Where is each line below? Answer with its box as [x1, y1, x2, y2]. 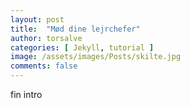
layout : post [10, 14, 65, 25]
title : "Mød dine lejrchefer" [10, 24, 141, 34]
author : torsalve [10, 33, 83, 43]
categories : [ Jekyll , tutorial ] [10, 42, 155, 53]
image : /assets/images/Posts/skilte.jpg [10, 52, 182, 62]
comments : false [10, 61, 78, 71]
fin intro [10, 89, 43, 100]
